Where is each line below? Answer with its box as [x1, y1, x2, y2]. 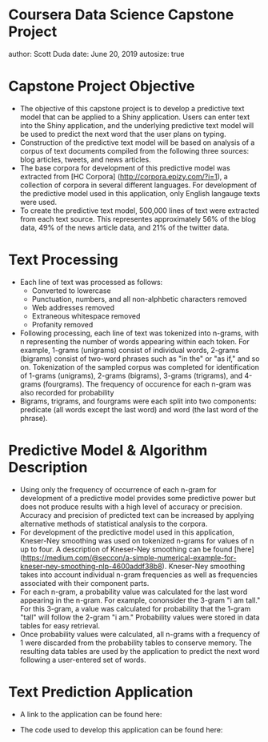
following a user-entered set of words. [19, 655, 146, 664]
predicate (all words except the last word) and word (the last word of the [19, 404, 258, 414]
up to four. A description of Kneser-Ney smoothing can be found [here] [19, 544, 254, 554]
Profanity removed [31, 319, 94, 329]
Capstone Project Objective [8, 78, 195, 95]
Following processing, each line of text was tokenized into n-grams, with [19, 328, 259, 338]
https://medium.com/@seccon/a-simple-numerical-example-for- [22, 552, 237, 562]
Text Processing [8, 251, 118, 269]
